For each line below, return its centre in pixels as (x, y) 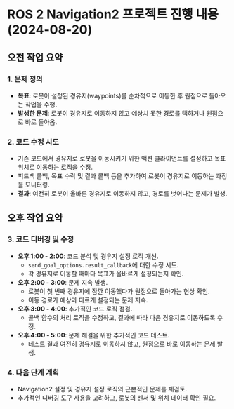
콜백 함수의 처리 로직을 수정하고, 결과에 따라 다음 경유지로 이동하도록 (122, 317)
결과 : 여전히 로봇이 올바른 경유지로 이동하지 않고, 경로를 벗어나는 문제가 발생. (122, 194)
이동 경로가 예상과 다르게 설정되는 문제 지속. (88, 300)
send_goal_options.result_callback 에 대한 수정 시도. (103, 264)
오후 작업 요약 (35, 218)
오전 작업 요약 (35, 57)
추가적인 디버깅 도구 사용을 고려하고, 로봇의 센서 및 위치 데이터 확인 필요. (117, 398)
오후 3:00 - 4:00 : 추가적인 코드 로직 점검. (75, 309)
